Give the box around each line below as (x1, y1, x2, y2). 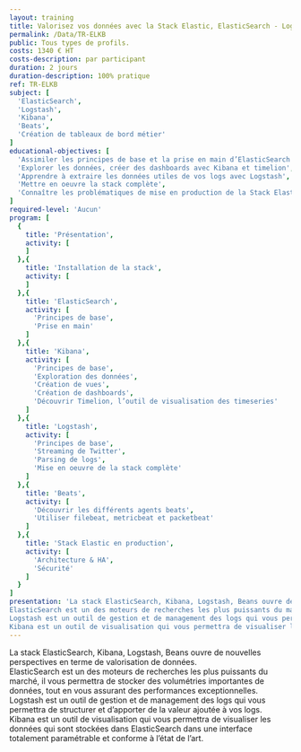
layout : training (9, 13, 74, 22)
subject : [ (9, 88, 50, 97)
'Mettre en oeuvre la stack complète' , (17, 180, 167, 189)
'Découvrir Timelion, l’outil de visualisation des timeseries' (32, 397, 279, 407)
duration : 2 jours (9, 64, 78, 73)
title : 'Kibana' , (25, 346, 90, 355)
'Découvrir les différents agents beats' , (32, 505, 194, 514)
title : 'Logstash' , (25, 422, 99, 431)
